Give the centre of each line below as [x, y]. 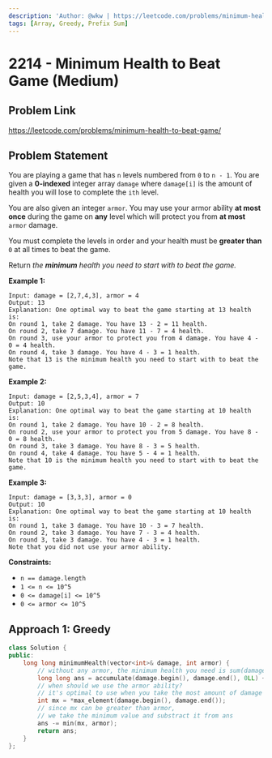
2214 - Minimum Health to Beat [115, 64]
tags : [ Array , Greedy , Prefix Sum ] [68, 24]
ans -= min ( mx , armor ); [77, 723]
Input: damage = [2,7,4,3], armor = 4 [74, 296]
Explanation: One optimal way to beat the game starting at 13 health [130, 310]
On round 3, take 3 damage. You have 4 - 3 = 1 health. [104, 540]
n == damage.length [53, 579]
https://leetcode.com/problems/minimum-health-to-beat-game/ [115, 130]
